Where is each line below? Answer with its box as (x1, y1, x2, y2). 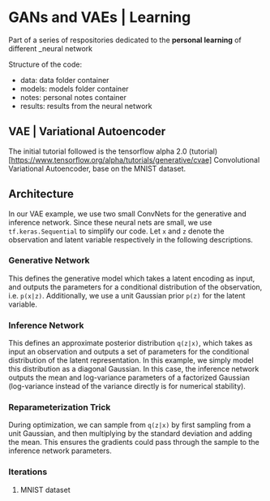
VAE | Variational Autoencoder (8, 124, 166, 138)
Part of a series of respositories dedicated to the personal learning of (8, 35, 242, 45)
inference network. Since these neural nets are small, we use (8, 217, 212, 227)
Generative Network (8, 255, 91, 266)
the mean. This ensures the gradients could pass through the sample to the (8, 438, 259, 447)
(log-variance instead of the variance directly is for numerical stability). (8, 381, 246, 391)
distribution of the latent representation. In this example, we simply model (8, 355, 254, 365)
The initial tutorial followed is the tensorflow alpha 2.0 (8, 146, 188, 156)
